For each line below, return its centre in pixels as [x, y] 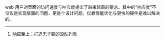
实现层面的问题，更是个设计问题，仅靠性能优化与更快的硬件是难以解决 [89, 13]
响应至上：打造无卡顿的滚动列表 [44, 34]
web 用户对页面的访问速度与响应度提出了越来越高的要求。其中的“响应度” [79, 7]
